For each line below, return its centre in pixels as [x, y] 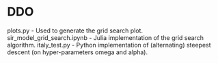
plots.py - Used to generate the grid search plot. [75, 30]
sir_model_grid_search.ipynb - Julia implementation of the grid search [105, 37]
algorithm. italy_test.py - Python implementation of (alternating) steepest [109, 45]
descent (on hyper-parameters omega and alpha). [78, 52]
